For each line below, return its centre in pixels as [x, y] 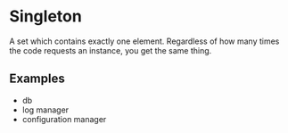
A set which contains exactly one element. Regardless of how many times [144, 41]
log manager [45, 110]
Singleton [45, 17]
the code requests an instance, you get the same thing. [111, 50]
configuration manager [64, 119]
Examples [37, 79]
